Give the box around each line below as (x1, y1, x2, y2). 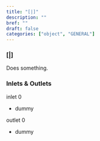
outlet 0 (6, 116, 26, 124)
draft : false (6, 25, 39, 32)
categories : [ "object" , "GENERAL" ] (6, 31, 95, 37)
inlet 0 (6, 93, 22, 100)
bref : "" (6, 20, 28, 26)
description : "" (6, 14, 47, 20)
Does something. (6, 64, 49, 72)
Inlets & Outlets (6, 79, 52, 88)
